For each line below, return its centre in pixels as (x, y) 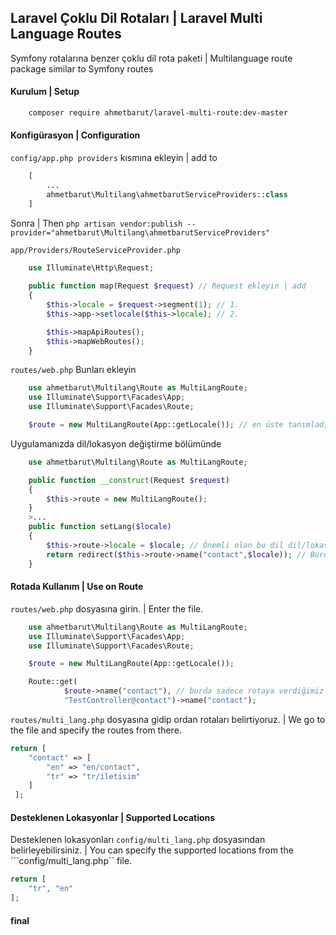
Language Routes (66, 34)
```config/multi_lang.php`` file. (71, 861)
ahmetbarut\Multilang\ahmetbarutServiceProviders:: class (167, 194)
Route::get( (53, 682)
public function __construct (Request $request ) (129, 480)
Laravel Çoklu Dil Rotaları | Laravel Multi (136, 18)
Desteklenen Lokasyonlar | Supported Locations (113, 817)
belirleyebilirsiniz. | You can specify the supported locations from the (152, 850)
